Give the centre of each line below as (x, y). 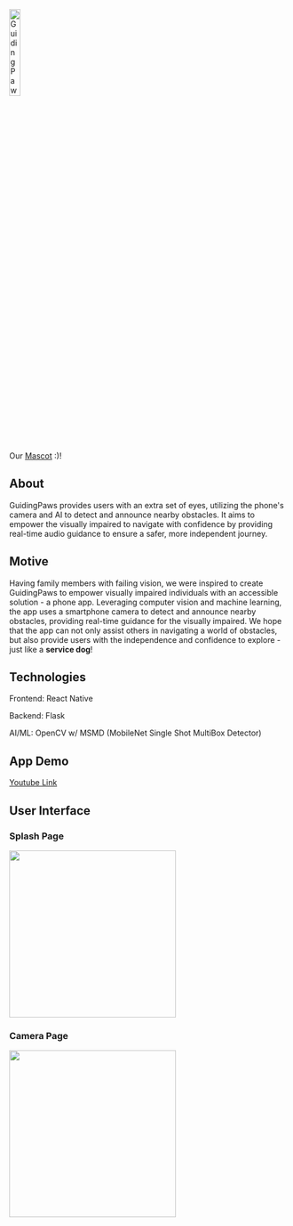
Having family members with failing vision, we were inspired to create (136, 583)
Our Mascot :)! (36, 456)
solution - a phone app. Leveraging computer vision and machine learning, (146, 602)
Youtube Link (33, 783)
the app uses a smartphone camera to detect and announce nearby (133, 611)
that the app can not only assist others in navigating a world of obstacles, (143, 630)
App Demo (39, 761)
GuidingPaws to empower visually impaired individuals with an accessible (144, 592)
